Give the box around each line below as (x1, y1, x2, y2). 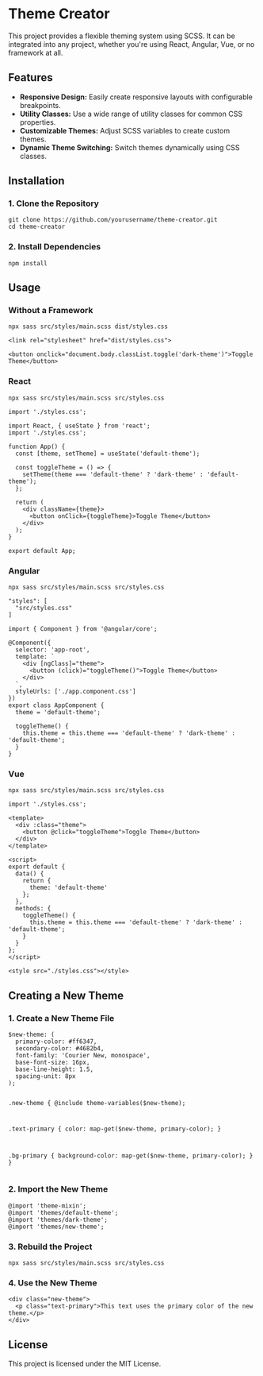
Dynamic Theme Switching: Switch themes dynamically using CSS (19, 142, 240, 152)
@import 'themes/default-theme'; (8, 1208, 119, 1216)
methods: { (15, 905, 51, 913)
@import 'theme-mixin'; (8, 1201, 87, 1210)
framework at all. (8, 48, 63, 57)
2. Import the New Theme (8, 1184, 109, 1195)
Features (8, 71, 53, 84)
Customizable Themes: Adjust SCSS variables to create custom (19, 126, 231, 135)
